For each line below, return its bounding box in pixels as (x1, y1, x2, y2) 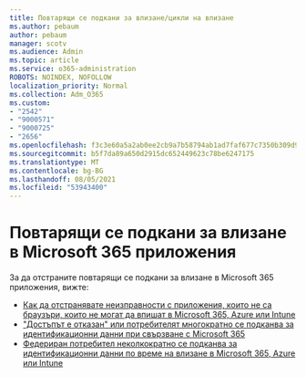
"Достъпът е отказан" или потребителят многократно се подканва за (22, 319, 294, 330)
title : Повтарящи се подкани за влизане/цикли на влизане (9, 13, 234, 23)
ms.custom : (9, 98, 51, 108)
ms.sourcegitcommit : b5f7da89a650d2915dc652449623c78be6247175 (9, 149, 255, 158)
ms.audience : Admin (9, 47, 84, 57)
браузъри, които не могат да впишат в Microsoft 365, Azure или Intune (22, 309, 296, 320)
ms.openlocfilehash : (9, 141, 88, 150)
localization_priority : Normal (9, 81, 128, 90)
